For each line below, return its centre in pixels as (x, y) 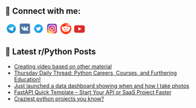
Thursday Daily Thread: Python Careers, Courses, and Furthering (95, 73)
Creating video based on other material (63, 66)
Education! (27, 79)
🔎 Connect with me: (43, 11)
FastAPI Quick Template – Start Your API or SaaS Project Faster (93, 92)
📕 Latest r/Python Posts (51, 52)
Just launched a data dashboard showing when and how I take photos (102, 86)
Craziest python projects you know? (59, 98)
